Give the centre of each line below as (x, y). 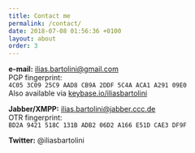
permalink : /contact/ (45, 23)
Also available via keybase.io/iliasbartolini (78, 93)
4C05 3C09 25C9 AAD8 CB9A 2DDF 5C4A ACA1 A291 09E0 (97, 86)
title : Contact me (39, 16)
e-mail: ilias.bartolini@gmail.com (64, 69)
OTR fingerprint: (35, 117)
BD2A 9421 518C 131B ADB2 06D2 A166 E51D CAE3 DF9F (97, 125)
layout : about (32, 38)
